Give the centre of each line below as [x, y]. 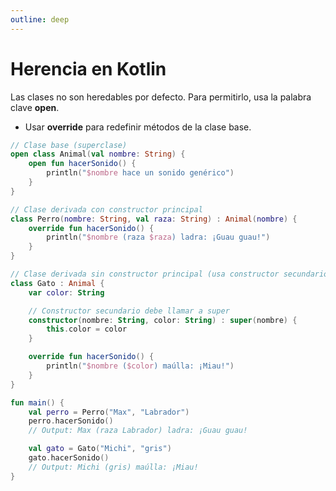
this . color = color [87, 329]
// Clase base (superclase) [69, 145]
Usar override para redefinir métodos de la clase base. [138, 127]
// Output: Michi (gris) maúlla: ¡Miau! [113, 467]
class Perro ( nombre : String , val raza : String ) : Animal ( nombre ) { [154, 219]
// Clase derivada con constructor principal [106, 209]
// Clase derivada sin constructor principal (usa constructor [145, 274]
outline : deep [40, 19]
